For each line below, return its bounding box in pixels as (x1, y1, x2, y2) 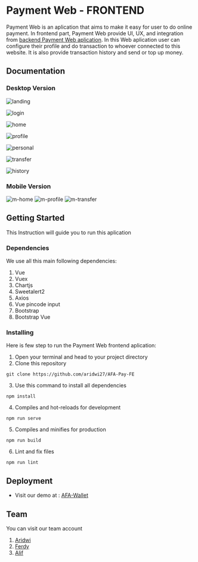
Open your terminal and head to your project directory (14, 353, 148, 361)
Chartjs (14, 282, 33, 289)
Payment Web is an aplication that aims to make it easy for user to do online (6, 23, 193, 30)
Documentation (6, 66, 66, 77)
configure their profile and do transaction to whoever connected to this (6, 42, 181, 50)
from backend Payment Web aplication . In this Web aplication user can (6, 36, 180, 43)
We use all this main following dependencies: (6, 258, 117, 265)
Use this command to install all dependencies (14, 382, 127, 389)
